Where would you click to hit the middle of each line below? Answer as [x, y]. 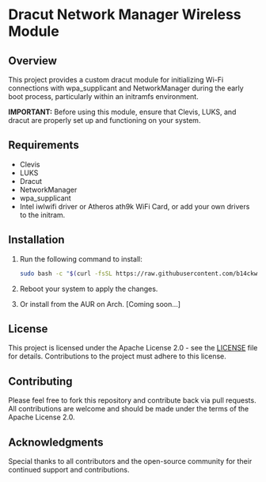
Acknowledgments [56, 442]
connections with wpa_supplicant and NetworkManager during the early [126, 88]
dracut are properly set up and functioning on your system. [104, 120]
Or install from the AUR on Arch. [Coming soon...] [100, 304]
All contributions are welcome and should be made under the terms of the [129, 409]
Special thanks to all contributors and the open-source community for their [130, 461]
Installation [36, 240]
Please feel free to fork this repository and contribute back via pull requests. [132, 400]
